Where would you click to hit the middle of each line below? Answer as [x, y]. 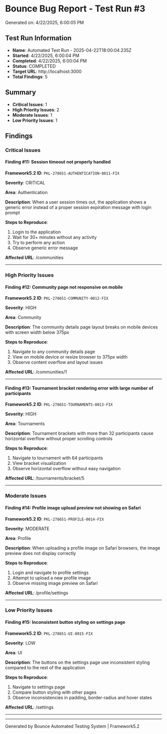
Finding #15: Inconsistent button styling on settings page [65, 622]
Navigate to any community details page [54, 352]
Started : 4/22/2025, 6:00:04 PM [46, 55]
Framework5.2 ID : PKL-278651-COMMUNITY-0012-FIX [57, 298]
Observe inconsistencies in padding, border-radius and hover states [82, 697]
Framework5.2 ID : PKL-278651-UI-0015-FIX [49, 633]
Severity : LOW [20, 643]
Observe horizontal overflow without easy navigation [66, 469]
